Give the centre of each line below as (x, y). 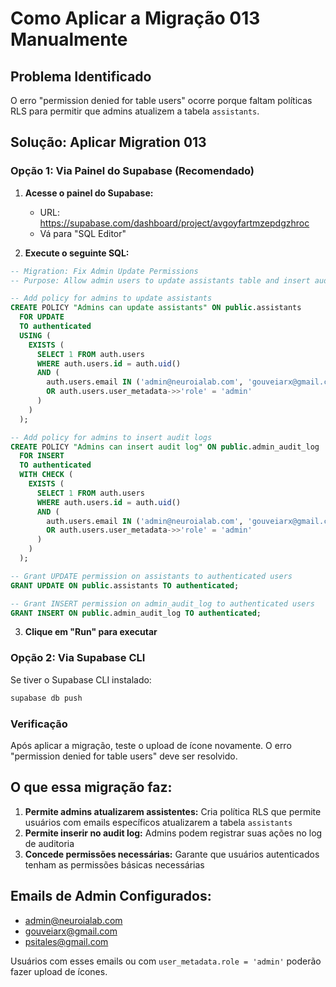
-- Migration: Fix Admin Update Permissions (104, 271)
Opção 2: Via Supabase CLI (78, 658)
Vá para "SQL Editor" (83, 233)
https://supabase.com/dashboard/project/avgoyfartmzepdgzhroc (174, 223)
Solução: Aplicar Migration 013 (108, 142)
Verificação (39, 724)
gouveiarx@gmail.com (71, 931)
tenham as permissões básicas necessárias (114, 864)
